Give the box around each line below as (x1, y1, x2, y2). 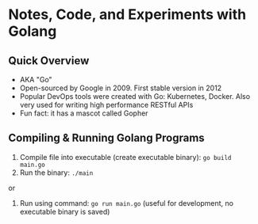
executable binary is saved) (19, 207, 110, 216)
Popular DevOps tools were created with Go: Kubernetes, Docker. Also (19, 92, 251, 101)
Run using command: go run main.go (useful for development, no (19, 198, 234, 207)
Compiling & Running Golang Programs (8, 131, 205, 145)
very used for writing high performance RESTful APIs (19, 101, 194, 109)
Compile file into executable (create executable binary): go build (19, 152, 232, 161)
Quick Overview (8, 54, 90, 67)
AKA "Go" (19, 75, 53, 84)
